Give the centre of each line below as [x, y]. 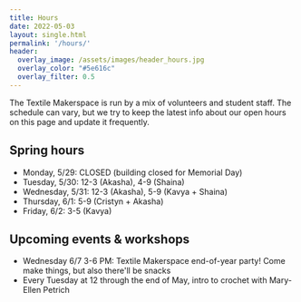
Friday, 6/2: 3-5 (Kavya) [67, 210]
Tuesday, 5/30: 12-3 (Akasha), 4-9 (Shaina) [103, 181]
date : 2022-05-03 [42, 26]
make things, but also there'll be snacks [97, 271]
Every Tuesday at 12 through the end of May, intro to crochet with [145, 280]
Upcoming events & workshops [100, 239]
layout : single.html [49, 34]
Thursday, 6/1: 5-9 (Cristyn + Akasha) [93, 201]
